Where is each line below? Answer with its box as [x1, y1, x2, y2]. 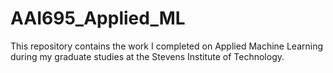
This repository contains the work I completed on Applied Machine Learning [10, 40, 324, 52]
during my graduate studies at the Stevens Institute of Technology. [10, 50, 285, 62]
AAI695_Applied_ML [10, 7, 186, 30]
